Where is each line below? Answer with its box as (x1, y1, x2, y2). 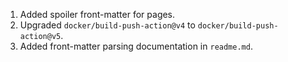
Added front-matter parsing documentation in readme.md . (19, 40, 253, 52)
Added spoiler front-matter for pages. (19, 9, 176, 20)
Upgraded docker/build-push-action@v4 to (19, 19, 196, 31)
